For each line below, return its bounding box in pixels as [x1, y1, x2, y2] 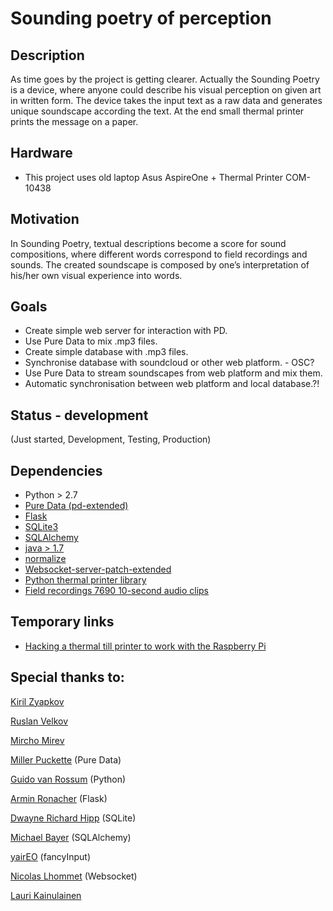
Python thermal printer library [24, 574, 147, 586]
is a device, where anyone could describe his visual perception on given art [10, 84, 322, 96]
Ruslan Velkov [10, 715, 68, 727]
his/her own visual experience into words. [10, 269, 183, 281]
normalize [24, 553, 67, 565]
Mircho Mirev [10, 734, 65, 746]
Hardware [10, 145, 73, 162]
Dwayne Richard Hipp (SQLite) [10, 812, 137, 824]
